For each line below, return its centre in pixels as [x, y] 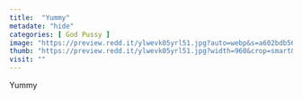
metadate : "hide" [42, 26]
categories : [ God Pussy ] [60, 34]
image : [22, 43]
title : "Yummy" [40, 18]
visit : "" [28, 59]
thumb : [22, 51]
